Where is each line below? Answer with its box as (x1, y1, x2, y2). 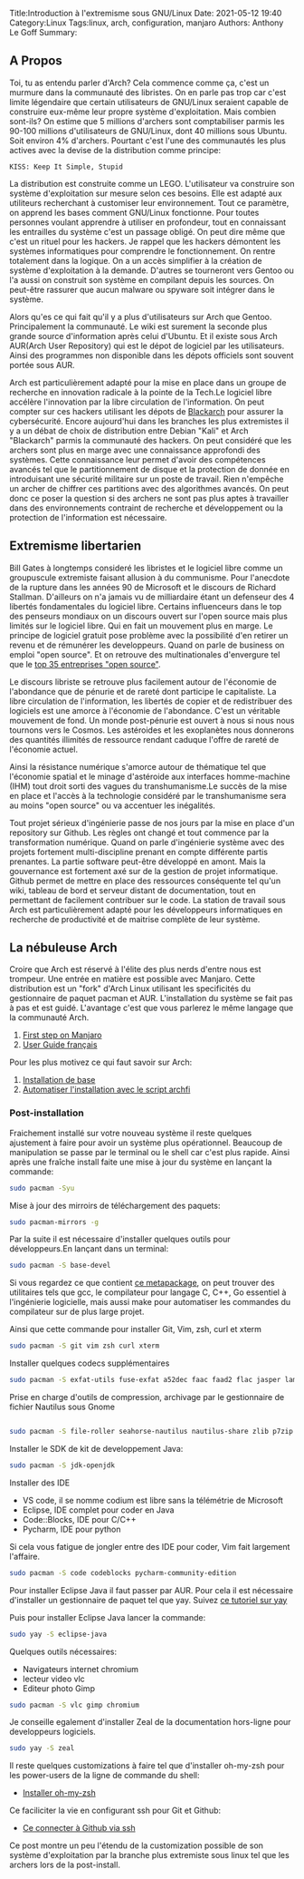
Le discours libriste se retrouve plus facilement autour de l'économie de (9, 676, 278, 687)
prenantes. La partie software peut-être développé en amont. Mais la (9, 856, 266, 867)
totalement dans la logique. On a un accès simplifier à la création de (9, 255, 262, 266)
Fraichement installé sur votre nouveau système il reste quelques (9, 1127, 252, 1138)
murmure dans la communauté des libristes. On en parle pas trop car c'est (9, 86, 287, 98)
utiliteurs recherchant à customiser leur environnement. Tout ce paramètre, (9, 197, 290, 208)
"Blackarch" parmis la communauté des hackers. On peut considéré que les (9, 434, 292, 445)
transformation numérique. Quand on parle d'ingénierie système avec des (9, 836, 285, 847)
